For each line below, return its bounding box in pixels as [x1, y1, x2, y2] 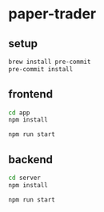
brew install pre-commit [8, 58, 91, 66]
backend [8, 153, 54, 166]
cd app [8, 109, 30, 117]
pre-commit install [8, 65, 74, 73]
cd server [8, 174, 42, 182]
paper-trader [8, 5, 97, 23]
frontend [8, 87, 54, 101]
